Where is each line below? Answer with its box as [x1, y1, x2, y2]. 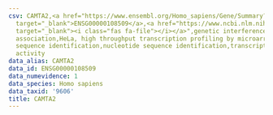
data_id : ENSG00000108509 [8, 65, 96, 73]
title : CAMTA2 [8, 95, 57, 103]
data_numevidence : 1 [8, 72, 79, 80]
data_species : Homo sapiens [8, 79, 104, 87]
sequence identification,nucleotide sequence [15, 42, 173, 50]
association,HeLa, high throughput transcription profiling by [15, 34, 234, 43]
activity [15, 49, 45, 57]
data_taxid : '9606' [8, 87, 75, 96]
